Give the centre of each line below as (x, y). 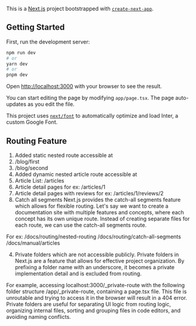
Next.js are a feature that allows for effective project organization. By (99, 261)
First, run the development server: (48, 42)
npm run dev (21, 53)
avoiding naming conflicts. (39, 317)
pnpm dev (17, 75)
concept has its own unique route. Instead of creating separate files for (102, 219)
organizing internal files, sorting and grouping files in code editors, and (94, 310)
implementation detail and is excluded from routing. (78, 273)
